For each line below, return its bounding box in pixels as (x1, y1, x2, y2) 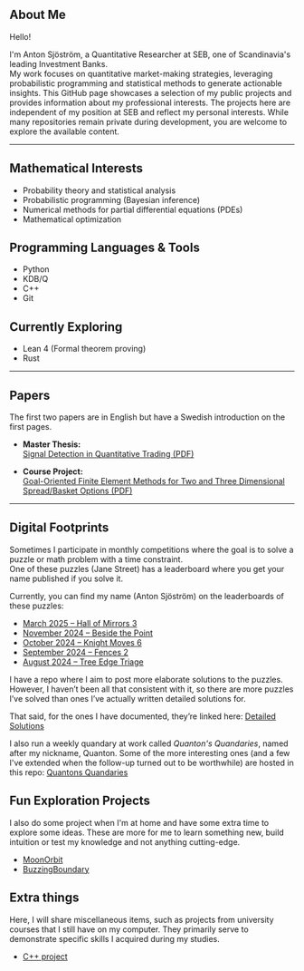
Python (22, 264, 50, 275)
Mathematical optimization (22, 213, 122, 225)
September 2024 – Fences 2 (22, 646, 129, 657)
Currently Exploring (9, 319, 123, 335)
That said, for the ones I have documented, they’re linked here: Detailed (9, 711, 276, 722)
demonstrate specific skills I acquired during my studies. (9, 933, 220, 944)
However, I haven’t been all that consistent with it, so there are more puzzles (9, 684, 294, 694)
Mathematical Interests (9, 160, 143, 176)
